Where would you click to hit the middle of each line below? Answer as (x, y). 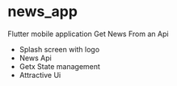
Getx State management (59, 66)
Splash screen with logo (59, 49)
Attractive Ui (40, 75)
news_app (43, 12)
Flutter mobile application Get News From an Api (88, 34)
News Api (35, 58)
